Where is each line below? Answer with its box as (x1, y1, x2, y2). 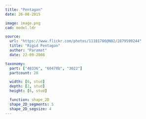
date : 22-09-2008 (9, 52, 45, 57)
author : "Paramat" (9, 48, 48, 53)
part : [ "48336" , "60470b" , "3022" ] (9, 66, 83, 71)
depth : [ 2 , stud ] (9, 84, 45, 89)
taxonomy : (5, 61, 26, 66)
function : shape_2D (9, 97, 50, 102)
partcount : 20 (9, 70, 38, 75)
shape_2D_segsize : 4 (9, 106, 52, 111)
